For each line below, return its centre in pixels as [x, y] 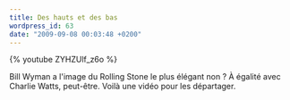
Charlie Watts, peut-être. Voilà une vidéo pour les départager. [123, 87]
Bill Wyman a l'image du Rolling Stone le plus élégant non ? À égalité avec [145, 77]
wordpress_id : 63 [42, 26]
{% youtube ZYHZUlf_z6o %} [64, 60]
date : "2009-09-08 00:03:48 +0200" [76, 34]
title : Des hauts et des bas [64, 17]
